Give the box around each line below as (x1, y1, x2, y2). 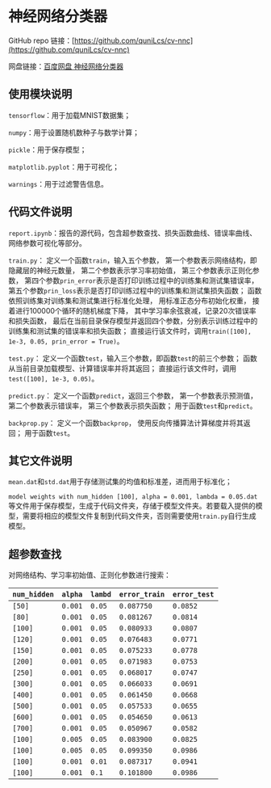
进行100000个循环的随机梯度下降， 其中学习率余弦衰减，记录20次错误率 (15, 306, 256, 315)
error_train (119, 590, 165, 599)
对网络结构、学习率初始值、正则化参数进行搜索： (8, 571, 171, 580)
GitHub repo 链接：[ (8, 36, 75, 45)
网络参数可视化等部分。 (8, 238, 86, 247)
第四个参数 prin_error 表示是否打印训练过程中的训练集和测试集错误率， (23, 276, 259, 285)
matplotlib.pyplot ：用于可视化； (8, 162, 119, 171)
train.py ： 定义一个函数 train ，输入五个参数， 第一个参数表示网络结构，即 (8, 255, 257, 265)
